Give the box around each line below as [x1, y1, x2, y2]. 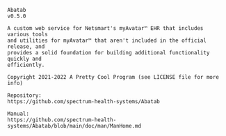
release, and [7, 43, 45, 50]
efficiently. [7, 61, 45, 68]
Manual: [7, 110, 30, 117]
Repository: [7, 92, 42, 99]
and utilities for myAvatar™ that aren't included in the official [7, 37, 207, 44]
